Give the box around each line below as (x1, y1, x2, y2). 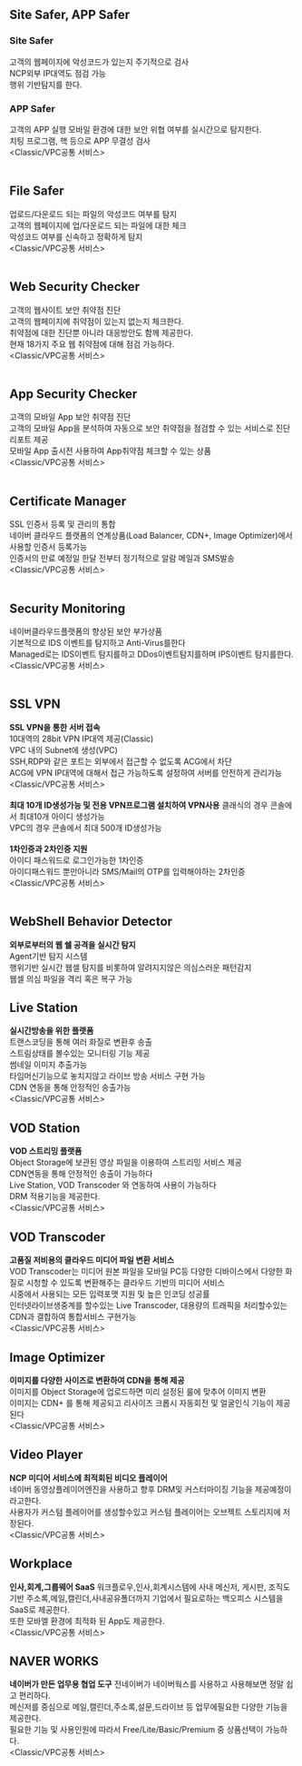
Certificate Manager (9, 493, 127, 509)
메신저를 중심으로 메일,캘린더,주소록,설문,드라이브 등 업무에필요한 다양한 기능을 (9, 1702, 288, 1712)
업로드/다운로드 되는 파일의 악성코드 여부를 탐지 (9, 208, 178, 219)
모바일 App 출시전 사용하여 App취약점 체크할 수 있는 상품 (9, 445, 211, 457)
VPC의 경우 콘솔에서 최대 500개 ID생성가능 (9, 822, 162, 833)
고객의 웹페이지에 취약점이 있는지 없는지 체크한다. (9, 315, 184, 326)
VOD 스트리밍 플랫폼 (9, 1146, 83, 1156)
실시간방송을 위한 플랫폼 (9, 1026, 94, 1037)
